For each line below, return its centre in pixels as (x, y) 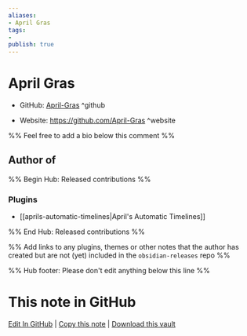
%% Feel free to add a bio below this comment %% (91, 136)
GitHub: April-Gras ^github (62, 105)
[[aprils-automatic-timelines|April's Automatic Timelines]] (113, 217)
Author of (32, 161)
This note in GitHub (72, 302)
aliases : (22, 15)
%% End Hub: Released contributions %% (76, 232)
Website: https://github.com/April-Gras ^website (98, 121)
